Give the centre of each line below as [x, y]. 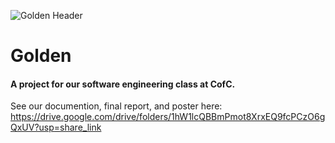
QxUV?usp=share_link [56, 127]
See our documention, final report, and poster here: [116, 106]
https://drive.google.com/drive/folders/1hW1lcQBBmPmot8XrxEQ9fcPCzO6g [168, 117]
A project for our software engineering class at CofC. [123, 84]
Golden [41, 56]
